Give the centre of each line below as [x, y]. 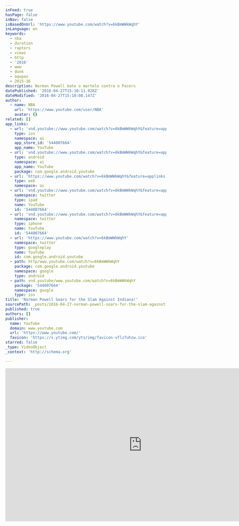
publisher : [17, 319]
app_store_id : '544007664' [43, 143]
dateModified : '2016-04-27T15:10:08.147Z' [51, 95]
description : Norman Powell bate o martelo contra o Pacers [71, 86]
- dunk [17, 72]
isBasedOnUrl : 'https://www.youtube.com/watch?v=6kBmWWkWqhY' [73, 24]
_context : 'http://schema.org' [39, 352]
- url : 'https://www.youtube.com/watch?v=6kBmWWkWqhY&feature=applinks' [89, 176]
